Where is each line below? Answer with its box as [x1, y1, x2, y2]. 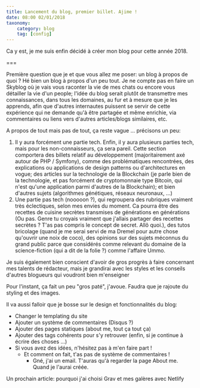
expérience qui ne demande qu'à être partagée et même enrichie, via [6, 109, 177, 116]
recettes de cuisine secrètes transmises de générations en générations [14, 209, 190, 216]
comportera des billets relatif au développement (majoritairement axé [14, 151, 185, 159]
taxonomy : [6, 20, 31, 26]
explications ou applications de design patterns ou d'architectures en [14, 164, 186, 172]
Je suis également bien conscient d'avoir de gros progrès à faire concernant [6, 258, 195, 266]
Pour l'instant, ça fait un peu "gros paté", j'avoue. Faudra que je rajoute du [6, 283, 189, 290]
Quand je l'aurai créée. [32, 363, 89, 371]
